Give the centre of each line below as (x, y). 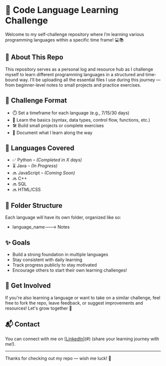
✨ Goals (18, 243)
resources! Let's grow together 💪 (39, 308)
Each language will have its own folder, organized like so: (63, 218)
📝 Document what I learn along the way (52, 133)
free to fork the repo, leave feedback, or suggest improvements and (74, 303)
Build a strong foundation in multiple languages (60, 254)
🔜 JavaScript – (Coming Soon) (44, 173)
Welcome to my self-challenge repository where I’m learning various (75, 34)
